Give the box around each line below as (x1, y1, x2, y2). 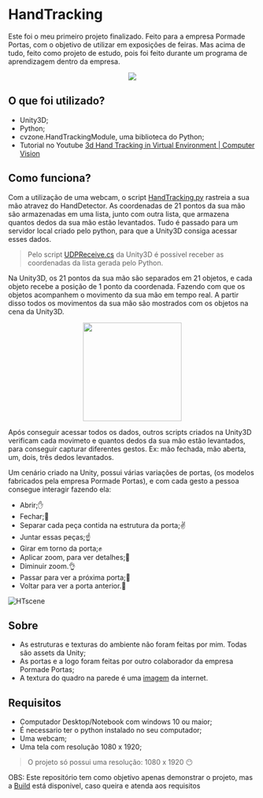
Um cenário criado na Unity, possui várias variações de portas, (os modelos (8, 467, 254, 477)
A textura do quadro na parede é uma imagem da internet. (19, 674, 209, 683)
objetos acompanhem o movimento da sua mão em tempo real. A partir (8, 290, 239, 299)
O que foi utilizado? (8, 95, 106, 108)
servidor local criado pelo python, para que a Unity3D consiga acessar (8, 226, 238, 236)
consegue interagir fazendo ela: (8, 484, 112, 494)
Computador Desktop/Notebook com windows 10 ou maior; (19, 717, 213, 726)
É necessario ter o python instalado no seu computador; (19, 726, 202, 735)
